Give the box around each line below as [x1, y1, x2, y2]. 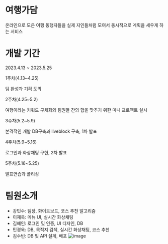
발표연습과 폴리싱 [5, 171, 39, 177]
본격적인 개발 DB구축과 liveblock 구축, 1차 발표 [5, 128, 97, 134]
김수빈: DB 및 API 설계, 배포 [12, 232, 67, 238]
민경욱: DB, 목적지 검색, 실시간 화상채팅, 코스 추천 [12, 226, 110, 232]
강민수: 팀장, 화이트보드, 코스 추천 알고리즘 [12, 207, 96, 213]
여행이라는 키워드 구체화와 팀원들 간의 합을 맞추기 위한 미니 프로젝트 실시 [5, 107, 147, 113]
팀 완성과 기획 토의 [5, 86, 42, 92]
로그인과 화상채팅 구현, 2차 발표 [5, 149, 67, 155]
